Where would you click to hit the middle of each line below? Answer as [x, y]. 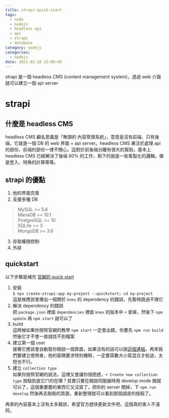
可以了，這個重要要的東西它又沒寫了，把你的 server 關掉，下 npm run [84, 387]
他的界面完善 [26, 193]
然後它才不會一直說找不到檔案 [43, 336]
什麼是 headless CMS [39, 124]
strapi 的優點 [25, 180]
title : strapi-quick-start [34, 10]
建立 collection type [35, 368]
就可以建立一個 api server [32, 83]
